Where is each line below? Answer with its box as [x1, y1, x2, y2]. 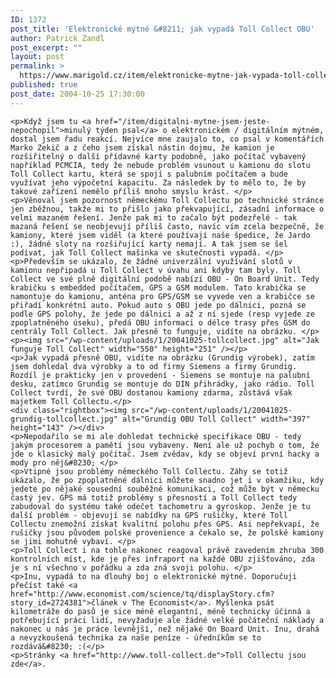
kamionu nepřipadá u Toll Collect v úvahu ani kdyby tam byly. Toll [10, 265, 302, 275]
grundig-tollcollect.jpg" [10, 414, 118, 424]
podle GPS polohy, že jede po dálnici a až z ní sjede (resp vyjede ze [10, 309, 315, 319]
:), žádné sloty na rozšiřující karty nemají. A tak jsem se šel [10, 239, 288, 249]
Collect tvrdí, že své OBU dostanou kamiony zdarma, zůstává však [10, 387, 293, 398]
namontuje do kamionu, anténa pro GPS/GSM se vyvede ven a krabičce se [10, 291, 315, 301]
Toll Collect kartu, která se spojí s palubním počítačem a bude [10, 169, 288, 179]
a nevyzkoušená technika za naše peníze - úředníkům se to [10, 632, 262, 643]
